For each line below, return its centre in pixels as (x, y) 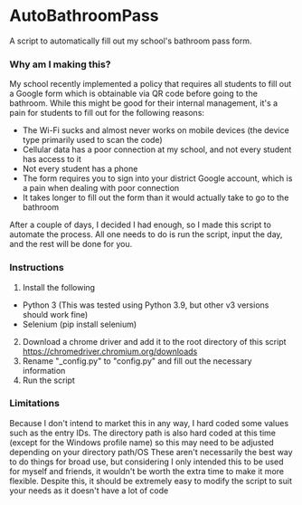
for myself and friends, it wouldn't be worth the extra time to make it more (147, 471)
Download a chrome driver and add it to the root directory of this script (154, 341)
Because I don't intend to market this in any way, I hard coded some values (149, 423)
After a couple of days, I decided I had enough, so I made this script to (140, 225)
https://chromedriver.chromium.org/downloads (110, 351)
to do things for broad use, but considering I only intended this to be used (146, 462)
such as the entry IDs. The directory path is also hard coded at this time (143, 433)
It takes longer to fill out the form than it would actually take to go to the (156, 198)
